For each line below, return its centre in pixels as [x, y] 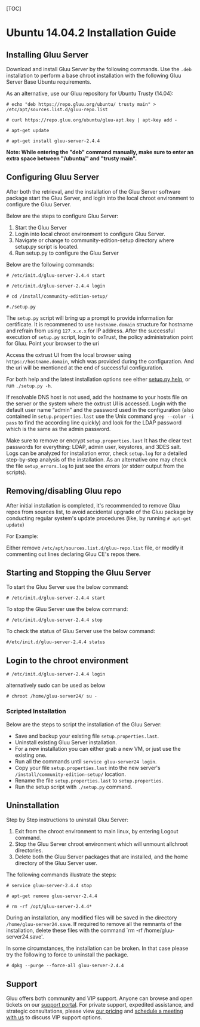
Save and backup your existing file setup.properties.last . [87, 736]
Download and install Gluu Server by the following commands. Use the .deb [99, 69]
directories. [29, 851]
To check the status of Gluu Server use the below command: [81, 631]
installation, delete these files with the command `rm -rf [75, 930]
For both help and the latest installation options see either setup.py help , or [99, 379]
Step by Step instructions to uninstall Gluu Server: [67, 820]
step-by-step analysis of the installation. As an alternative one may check [96, 459]
